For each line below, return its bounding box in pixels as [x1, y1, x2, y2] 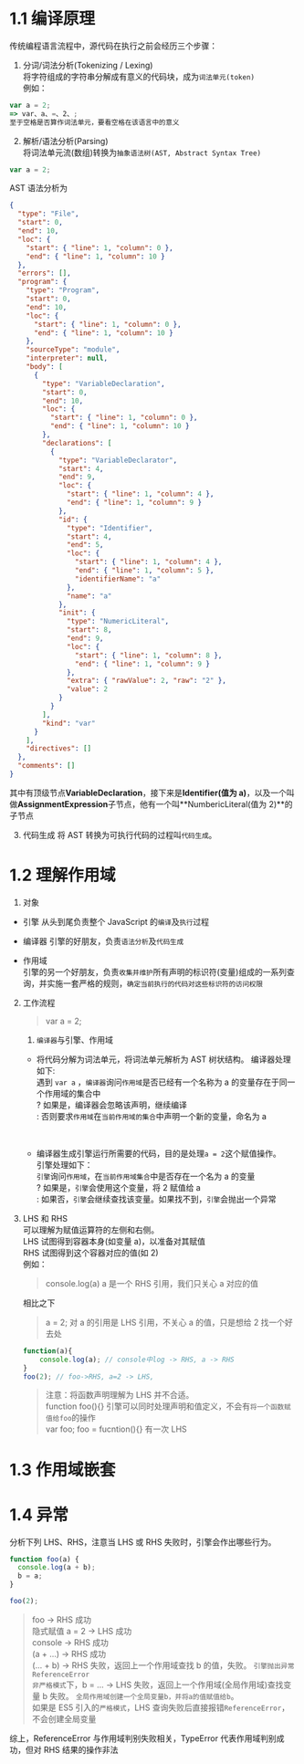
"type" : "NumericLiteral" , [67, 617, 170, 626]
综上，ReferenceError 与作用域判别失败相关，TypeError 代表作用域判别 [9, 1732, 277, 1744]
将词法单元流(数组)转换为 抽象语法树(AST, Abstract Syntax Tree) [22, 147, 262, 158]
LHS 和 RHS [22, 1213, 68, 1223]
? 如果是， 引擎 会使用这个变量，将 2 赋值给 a [36, 1181, 201, 1192]
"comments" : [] [17, 761, 76, 771]
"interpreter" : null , [26, 353, 108, 363]
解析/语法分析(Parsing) [22, 135, 109, 146]
